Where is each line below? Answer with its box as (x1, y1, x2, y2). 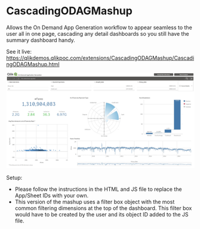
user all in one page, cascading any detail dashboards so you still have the (6, 30, 189, 37)
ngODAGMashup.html (6, 61, 60, 68)
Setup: (6, 174, 23, 181)
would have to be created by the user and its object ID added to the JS (14, 211, 189, 218)
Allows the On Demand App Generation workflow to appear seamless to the (6, 24, 192, 31)
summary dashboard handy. (6, 36, 76, 43)
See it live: (6, 48, 32, 55)
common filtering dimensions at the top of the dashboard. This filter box (14, 204, 192, 212)
